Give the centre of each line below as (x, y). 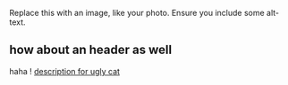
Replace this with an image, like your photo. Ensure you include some (137, 13)
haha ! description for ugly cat (65, 71)
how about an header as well (91, 50)
